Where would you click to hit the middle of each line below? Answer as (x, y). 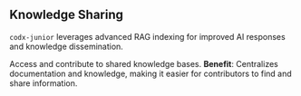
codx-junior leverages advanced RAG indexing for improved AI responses (147, 36)
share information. (44, 83)
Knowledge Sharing (67, 15)
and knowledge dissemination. (67, 46)
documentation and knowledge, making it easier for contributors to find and (150, 73)
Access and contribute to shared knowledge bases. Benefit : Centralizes (144, 63)
